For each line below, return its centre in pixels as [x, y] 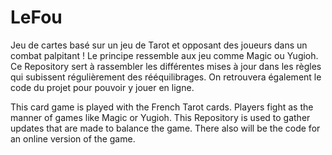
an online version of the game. [73, 138]
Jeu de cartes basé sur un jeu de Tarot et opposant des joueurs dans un [159, 45]
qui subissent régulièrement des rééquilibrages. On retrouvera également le [166, 77]
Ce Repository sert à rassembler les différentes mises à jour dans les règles [166, 66]
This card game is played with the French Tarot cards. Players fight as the [162, 107]
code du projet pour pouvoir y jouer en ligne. [102, 87]
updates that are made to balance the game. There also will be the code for [165, 128]
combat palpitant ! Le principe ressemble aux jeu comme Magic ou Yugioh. [164, 55]
